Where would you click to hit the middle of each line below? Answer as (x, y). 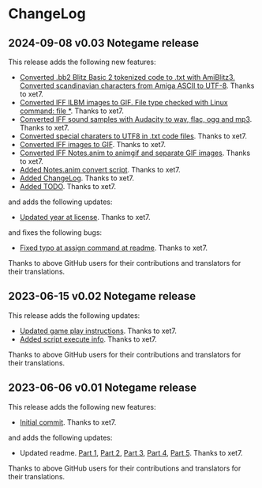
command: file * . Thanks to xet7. (72, 111)
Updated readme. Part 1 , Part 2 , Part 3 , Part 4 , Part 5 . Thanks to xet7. (131, 452)
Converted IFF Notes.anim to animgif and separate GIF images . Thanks (135, 153)
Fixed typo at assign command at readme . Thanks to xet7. (113, 248)
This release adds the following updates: (74, 315)
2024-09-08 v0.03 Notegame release (104, 43)
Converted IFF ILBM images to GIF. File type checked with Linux (124, 102)
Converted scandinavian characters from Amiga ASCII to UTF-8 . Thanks (137, 85)
